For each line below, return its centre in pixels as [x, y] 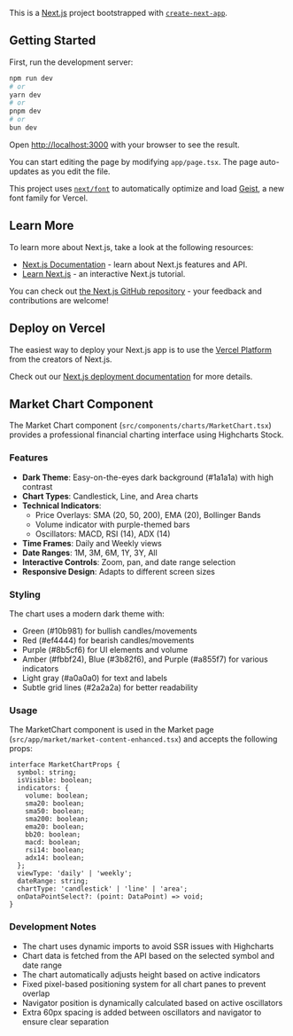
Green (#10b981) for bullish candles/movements [109, 631]
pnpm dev [25, 111]
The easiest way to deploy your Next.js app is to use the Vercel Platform [141, 349]
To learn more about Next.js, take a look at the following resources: [131, 247]
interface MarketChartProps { [65, 765]
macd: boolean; [53, 843]
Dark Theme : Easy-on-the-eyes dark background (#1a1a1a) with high [148, 477]
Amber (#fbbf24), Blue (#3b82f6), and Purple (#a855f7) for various [145, 659]
